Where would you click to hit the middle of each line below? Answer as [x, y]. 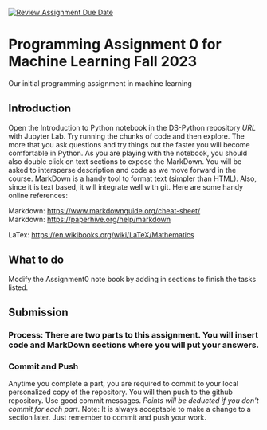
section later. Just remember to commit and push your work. [108, 417]
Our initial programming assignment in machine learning [100, 83]
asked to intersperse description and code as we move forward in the [122, 170]
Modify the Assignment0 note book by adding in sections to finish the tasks [132, 279]
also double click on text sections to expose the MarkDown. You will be [125, 161]
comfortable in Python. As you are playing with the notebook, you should [128, 153]
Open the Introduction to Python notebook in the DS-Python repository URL [132, 127]
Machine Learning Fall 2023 [103, 62]
